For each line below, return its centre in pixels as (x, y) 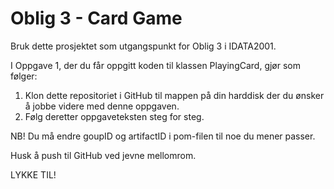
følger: (24, 76)
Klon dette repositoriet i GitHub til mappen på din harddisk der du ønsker (174, 95)
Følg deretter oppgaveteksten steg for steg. (114, 116)
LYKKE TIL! (33, 174)
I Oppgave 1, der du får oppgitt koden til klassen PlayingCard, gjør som (156, 65)
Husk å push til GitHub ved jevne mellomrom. (103, 155)
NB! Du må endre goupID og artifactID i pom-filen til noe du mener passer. (163, 136)
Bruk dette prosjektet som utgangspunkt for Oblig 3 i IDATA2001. (143, 46)
